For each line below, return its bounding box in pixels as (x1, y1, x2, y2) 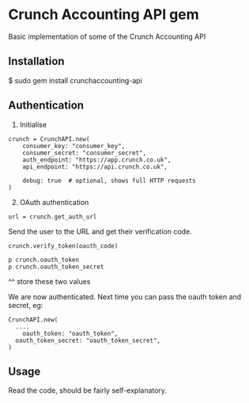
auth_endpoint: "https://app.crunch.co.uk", (22, 156, 172, 164)
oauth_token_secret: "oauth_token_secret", (15, 336, 160, 344)
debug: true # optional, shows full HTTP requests (22, 177, 196, 184)
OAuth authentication (19, 197, 89, 207)
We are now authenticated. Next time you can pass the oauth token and (8, 291, 242, 302)
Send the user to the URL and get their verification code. (8, 226, 192, 236)
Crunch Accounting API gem (8, 6, 199, 24)
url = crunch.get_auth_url (8, 212, 97, 221)
